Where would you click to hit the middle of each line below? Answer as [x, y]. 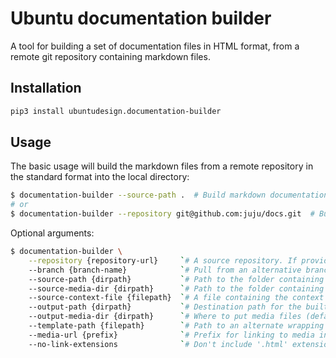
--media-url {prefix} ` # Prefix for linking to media [171, 335]
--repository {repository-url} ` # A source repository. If [163, 260]
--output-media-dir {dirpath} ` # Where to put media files [165, 317]
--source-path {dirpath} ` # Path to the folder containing [176, 279]
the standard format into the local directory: [100, 177]
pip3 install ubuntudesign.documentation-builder [116, 111]
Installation [46, 88]
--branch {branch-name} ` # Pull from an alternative [165, 270]
